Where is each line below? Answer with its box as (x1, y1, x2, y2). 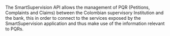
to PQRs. (5, 26, 24, 32)
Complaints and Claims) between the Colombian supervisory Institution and (5, 10, 164, 16)
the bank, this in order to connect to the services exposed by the (5, 15, 141, 21)
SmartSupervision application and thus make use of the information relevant (5, 20, 165, 26)
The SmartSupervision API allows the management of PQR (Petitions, (5, 5, 150, 10)
